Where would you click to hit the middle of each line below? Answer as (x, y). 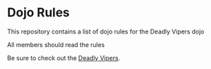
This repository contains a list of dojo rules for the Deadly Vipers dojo (106, 31)
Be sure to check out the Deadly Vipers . (64, 58)
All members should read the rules (56, 44)
